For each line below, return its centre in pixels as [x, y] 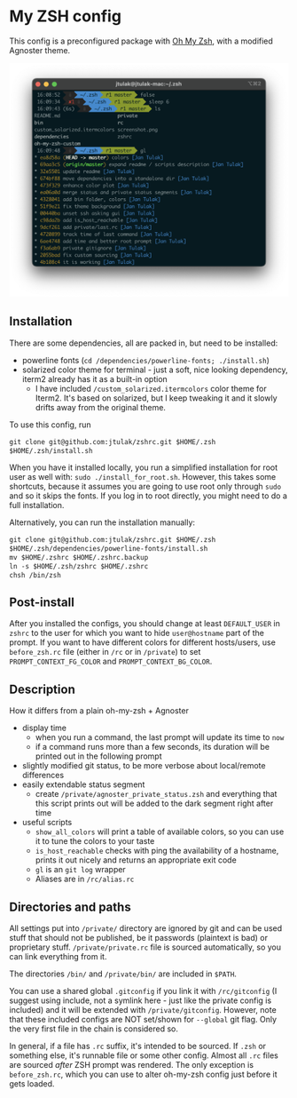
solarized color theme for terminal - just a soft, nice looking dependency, [155, 370]
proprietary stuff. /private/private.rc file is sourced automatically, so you [145, 947]
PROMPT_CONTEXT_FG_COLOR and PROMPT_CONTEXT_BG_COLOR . [111, 661]
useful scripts [47, 823]
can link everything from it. [58, 956]
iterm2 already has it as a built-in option [95, 378]
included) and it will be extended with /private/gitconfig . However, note [143, 1010]
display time [44, 728]
